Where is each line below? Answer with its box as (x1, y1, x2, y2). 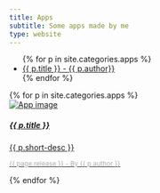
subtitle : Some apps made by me (9, 21, 129, 30)
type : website (9, 29, 62, 38)
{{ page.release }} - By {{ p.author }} (9, 159, 121, 169)
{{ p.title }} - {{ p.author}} (21, 63, 116, 74)
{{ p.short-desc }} (9, 142, 75, 153)
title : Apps (9, 12, 53, 22)
